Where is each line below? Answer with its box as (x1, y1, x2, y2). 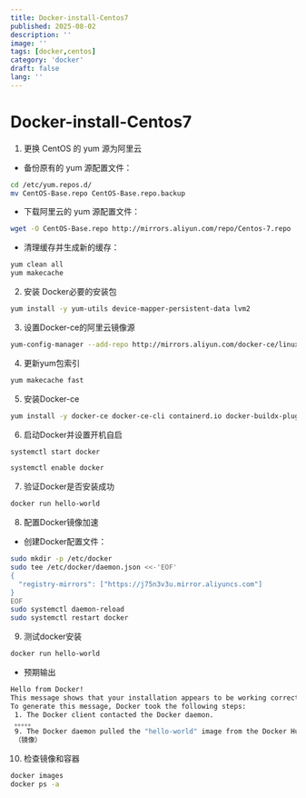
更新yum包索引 (23, 357, 81, 368)
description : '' (10, 30, 72, 39)
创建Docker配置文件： (23, 536, 107, 547)
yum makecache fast (10, 375, 84, 384)
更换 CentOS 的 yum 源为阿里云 (23, 143, 142, 154)
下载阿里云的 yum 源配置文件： (23, 206, 141, 217)
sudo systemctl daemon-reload (10, 605, 125, 614)
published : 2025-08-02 (10, 22, 96, 31)
